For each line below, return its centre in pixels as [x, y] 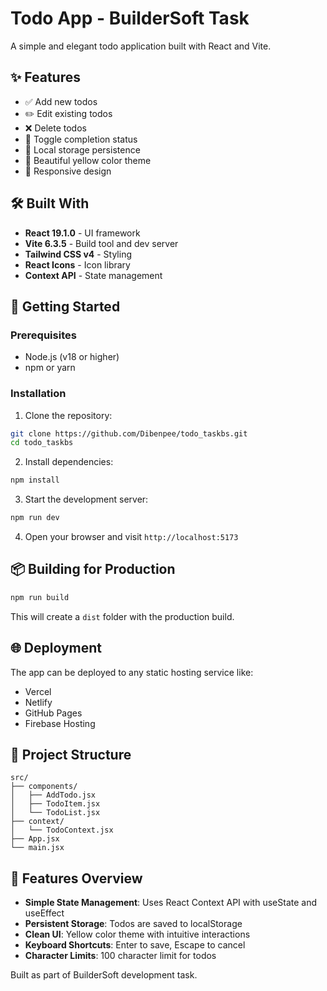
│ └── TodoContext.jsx [62, 830]
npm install [35, 480]
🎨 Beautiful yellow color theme [88, 160]
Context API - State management [93, 275]
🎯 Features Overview [76, 878]
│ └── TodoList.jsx [55, 813]
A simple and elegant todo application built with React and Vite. [141, 46]
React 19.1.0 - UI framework [82, 233]
